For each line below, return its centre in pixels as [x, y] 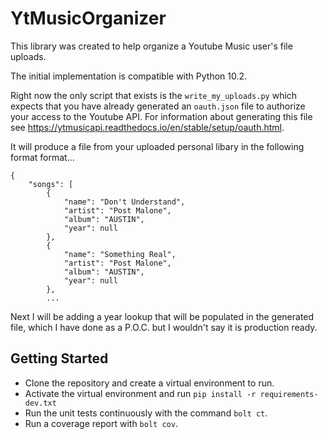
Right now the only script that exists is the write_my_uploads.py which [154, 95]
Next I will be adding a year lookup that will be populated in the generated [162, 316]
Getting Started [59, 358]
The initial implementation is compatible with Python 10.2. [129, 76]
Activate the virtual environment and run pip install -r [140, 393]
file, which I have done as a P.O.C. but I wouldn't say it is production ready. [164, 327]
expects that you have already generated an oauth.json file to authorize [158, 106]
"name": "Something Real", [120, 254]
